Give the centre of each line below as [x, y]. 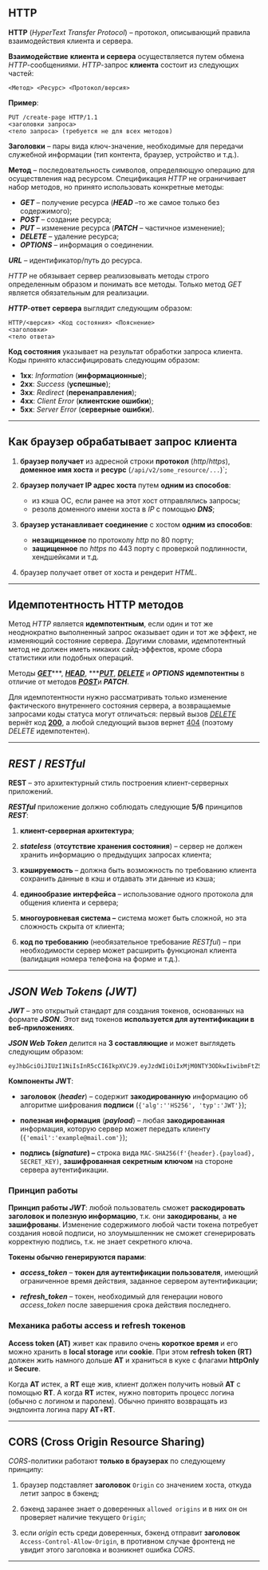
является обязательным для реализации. [79, 292]
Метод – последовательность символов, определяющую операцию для [132, 170]
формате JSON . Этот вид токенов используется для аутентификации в [132, 1020]
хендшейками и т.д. [65, 557]
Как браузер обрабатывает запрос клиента [123, 442]
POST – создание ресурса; [65, 219]
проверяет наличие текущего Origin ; [83, 1517]
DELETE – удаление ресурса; [69, 236]
